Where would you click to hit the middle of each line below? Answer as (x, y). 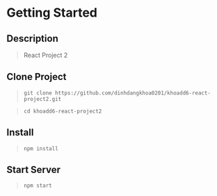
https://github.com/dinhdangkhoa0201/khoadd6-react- (133, 93)
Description (32, 39)
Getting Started (52, 13)
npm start (38, 186)
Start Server (33, 170)
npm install (41, 148)
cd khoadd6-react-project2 (63, 111)
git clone (38, 93)
